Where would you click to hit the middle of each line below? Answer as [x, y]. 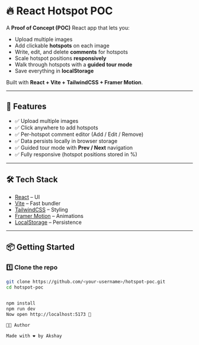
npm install [21, 303]
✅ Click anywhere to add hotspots [57, 127]
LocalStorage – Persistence [48, 222]
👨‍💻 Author [18, 325]
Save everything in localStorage [54, 71]
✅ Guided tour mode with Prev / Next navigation [74, 147]
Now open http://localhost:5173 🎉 [49, 314]
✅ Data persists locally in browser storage [66, 141]
